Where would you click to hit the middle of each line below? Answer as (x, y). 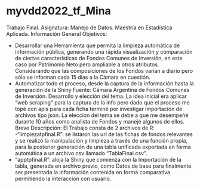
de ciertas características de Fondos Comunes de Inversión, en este (99, 58)
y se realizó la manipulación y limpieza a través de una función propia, (101, 140)
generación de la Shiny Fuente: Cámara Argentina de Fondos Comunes (102, 90)
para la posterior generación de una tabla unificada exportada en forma (103, 147)
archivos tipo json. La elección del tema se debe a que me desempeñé (101, 115)
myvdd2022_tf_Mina (59, 11)
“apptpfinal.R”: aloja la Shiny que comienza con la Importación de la (98, 159)
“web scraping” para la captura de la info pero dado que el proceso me (102, 102)
